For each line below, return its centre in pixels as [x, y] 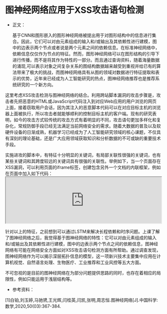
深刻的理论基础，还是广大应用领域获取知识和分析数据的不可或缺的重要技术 [85, 138]
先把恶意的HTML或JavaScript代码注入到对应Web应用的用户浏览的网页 [85, 101]
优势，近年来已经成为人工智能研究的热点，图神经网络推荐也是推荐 [88, 78]
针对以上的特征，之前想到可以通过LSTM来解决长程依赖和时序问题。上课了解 [83, 231]
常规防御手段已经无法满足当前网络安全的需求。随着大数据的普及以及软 [89, 126]
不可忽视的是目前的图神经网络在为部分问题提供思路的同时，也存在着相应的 [81, 273]
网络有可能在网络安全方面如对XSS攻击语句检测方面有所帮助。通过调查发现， [83, 250]
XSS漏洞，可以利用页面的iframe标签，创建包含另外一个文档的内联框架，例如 [83, 167]
